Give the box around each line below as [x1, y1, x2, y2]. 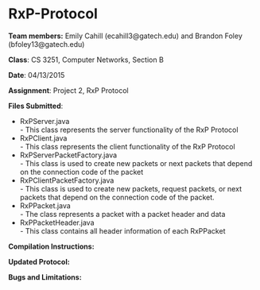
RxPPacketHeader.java [19, 218, 95, 227]
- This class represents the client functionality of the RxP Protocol [19, 141, 236, 151]
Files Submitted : [8, 101, 64, 110]
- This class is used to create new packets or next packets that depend [19, 158, 253, 168]
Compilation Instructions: [8, 242, 95, 251]
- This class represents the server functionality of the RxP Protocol [19, 125, 239, 134]
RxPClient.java [19, 133, 68, 143]
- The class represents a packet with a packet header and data [19, 209, 226, 218]
